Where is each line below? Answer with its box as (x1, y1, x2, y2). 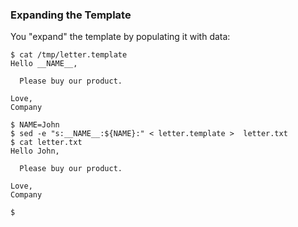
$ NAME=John (10, 120, 60, 130)
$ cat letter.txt (10, 138, 83, 148)
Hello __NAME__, (10, 59, 78, 69)
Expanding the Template (10, 8, 132, 22)
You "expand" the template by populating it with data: (10, 31, 231, 43)
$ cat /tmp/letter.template (10, 50, 128, 60)
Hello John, (10, 146, 60, 157)
